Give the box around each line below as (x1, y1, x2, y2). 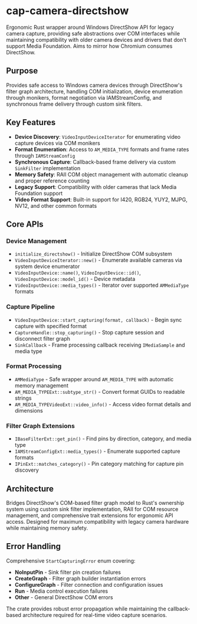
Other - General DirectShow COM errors (14, 593, 113, 600)
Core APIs (6, 219, 44, 229)
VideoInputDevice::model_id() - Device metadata (14, 276, 136, 283)
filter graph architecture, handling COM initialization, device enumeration (6, 87, 183, 95)
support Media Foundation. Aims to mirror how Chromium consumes (6, 43, 173, 50)
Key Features (6, 117, 56, 128)
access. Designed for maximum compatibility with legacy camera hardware (6, 518, 189, 525)
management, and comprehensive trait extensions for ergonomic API (6, 512, 173, 519)
